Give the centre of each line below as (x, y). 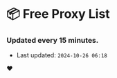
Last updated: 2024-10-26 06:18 (62, 55)
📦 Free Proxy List (58, 14)
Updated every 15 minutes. (53, 41)
